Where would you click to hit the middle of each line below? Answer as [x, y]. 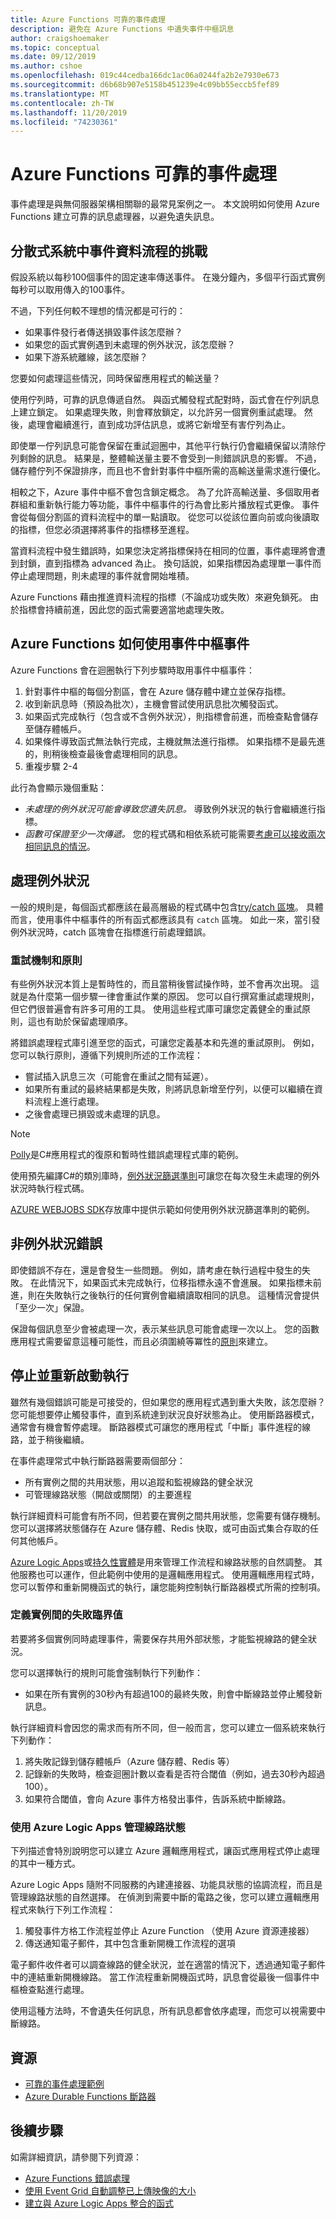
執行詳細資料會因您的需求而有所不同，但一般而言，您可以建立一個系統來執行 [168, 1727]
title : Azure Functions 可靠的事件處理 [88, 19]
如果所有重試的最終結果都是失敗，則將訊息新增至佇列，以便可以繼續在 [169, 1088]
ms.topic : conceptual [55, 47]
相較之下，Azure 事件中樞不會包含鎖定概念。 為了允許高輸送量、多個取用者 [165, 492]
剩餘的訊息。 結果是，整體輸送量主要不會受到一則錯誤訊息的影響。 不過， [170, 458]
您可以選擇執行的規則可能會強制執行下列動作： [106, 1672]
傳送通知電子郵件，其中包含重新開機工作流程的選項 [130, 1943]
